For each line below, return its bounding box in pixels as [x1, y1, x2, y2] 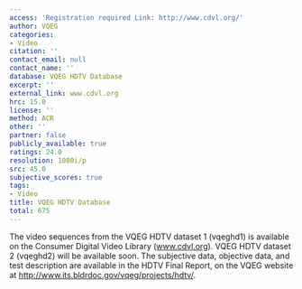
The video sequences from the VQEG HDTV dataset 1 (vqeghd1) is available [9, 231, 290, 242]
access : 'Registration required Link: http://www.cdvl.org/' [9, 13, 244, 23]
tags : [9, 182, 30, 191]
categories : [9, 30, 54, 39]
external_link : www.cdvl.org [9, 89, 119, 98]
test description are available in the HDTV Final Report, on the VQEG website [9, 259, 294, 271]
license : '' [9, 106, 54, 115]
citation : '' [9, 47, 59, 56]
